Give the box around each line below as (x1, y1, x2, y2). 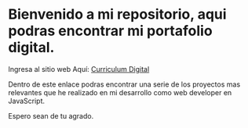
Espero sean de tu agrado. (8, 111, 94, 120)
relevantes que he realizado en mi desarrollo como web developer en (8, 87, 232, 97)
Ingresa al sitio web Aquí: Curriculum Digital (8, 64, 150, 73)
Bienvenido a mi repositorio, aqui (8, 5, 227, 23)
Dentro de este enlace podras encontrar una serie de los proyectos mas (8, 80, 241, 89)
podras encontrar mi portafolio (8, 22, 213, 40)
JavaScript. (8, 96, 46, 105)
